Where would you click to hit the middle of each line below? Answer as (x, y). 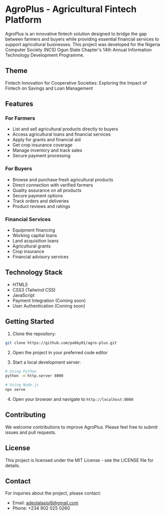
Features (19, 104)
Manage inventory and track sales (47, 150)
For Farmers (20, 118)
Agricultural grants (31, 246)
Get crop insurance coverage (42, 145)
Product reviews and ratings (41, 206)
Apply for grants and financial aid (47, 140)
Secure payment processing (41, 156)
